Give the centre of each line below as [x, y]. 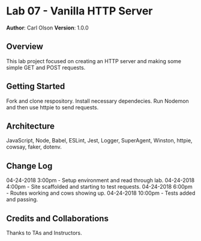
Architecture [31, 126]
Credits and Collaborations [58, 218]
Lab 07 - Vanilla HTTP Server [79, 11]
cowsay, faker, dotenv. [34, 147]
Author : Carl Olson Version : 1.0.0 [47, 28]
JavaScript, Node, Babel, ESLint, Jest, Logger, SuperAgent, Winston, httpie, [100, 141]
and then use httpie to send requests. [52, 107]
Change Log [29, 166]
